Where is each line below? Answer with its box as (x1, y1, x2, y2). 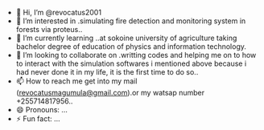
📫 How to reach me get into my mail (15, 76, 138, 86)
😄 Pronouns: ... (15, 105, 68, 114)
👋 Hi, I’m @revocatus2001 (15, 8, 102, 17)
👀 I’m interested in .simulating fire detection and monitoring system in (15, 16, 246, 26)
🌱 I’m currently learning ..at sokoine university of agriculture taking (15, 33, 237, 43)
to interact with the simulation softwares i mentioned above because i (15, 59, 247, 68)
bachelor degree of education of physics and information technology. (15, 42, 247, 51)
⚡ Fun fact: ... (15, 114, 60, 124)
